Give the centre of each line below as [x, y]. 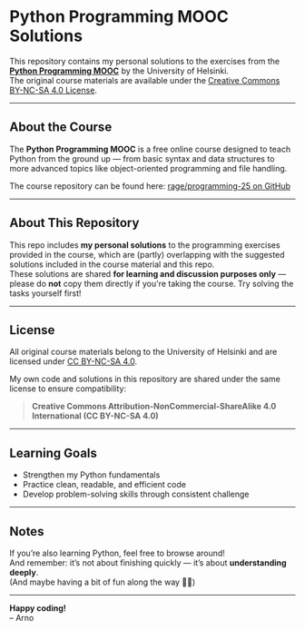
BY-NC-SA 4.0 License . [54, 90]
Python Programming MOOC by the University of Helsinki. [119, 71]
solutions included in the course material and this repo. [112, 264]
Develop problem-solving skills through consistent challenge [136, 494]
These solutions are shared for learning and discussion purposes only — [148, 273]
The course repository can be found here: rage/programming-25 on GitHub [150, 186]
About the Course [61, 128]
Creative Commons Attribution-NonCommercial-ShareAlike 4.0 [154, 407]
